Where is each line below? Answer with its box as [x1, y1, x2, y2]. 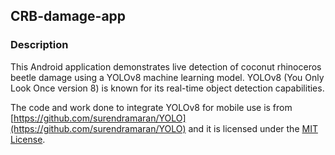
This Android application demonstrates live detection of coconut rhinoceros [10, 60, 322, 73]
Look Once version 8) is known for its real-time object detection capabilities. [10, 82, 325, 94]
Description [10, 38, 69, 52]
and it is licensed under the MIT [188, 122, 318, 134]
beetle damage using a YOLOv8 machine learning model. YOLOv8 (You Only [10, 71, 325, 83]
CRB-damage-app [10, 8, 127, 25]
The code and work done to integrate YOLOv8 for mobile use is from [10, 101, 293, 113]
